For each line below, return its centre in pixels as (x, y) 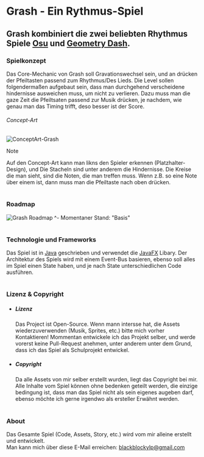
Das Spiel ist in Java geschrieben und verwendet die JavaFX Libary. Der (97, 253)
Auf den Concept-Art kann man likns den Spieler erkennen (80, 163)
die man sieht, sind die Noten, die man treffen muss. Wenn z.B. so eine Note (102, 176)
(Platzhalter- (170, 163)
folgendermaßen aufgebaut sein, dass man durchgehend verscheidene (96, 87)
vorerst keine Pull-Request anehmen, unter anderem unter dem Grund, (104, 344)
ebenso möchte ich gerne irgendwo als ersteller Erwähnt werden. (97, 399)
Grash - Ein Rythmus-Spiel (75, 11)
